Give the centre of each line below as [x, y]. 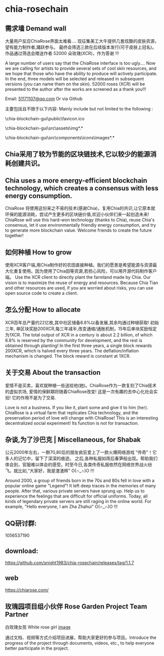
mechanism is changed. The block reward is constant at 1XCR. [68, 356]
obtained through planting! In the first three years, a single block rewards [79, 345]
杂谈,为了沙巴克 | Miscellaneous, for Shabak [73, 440]
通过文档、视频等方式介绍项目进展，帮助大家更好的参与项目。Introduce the [81, 637]
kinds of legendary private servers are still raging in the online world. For [78, 501]
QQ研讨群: [21, 523]
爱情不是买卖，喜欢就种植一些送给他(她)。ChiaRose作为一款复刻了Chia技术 [81, 385]
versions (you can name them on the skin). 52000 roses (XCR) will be [75, 84]
